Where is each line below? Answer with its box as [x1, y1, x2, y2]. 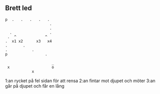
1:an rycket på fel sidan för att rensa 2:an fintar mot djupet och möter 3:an [5, 78, 156, 84]
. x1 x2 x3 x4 [5, 39, 52, 44]
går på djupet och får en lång [5, 83, 64, 89]
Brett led [5, 4, 32, 12]
